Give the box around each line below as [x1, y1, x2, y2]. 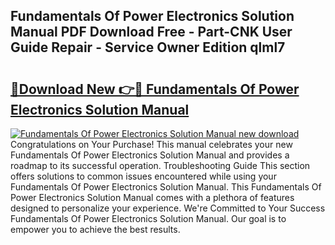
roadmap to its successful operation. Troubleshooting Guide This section [10, 160, 311, 171]
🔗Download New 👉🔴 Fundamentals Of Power [10, 80, 300, 98]
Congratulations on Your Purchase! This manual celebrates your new [10, 139, 293, 150]
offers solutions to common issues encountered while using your [10, 170, 277, 182]
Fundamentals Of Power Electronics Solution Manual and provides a [10, 149, 290, 161]
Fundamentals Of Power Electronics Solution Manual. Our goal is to [10, 213, 287, 224]
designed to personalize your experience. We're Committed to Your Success [10, 202, 326, 214]
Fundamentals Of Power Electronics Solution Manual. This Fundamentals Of [10, 181, 322, 193]
